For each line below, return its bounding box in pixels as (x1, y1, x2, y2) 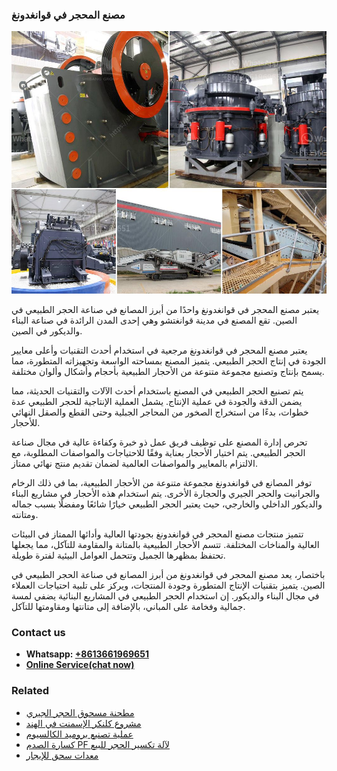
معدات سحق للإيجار (25, 749, 99, 761)
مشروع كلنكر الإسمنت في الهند (25, 717, 142, 729)
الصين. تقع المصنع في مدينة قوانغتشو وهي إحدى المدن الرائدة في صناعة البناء (11, 314, 298, 326)
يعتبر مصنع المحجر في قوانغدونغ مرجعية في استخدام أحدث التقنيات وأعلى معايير (11, 344, 308, 356)
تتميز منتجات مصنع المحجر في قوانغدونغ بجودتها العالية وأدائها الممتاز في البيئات (11, 528, 304, 540)
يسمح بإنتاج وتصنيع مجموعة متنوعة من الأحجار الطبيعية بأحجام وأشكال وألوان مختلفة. (11, 365, 325, 377)
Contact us (11, 625, 66, 639)
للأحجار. (11, 416, 41, 428)
